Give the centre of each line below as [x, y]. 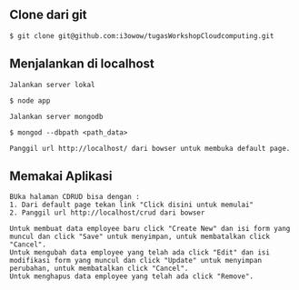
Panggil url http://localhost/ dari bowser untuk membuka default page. [150, 148]
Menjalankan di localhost [82, 64]
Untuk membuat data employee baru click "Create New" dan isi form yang [150, 229]
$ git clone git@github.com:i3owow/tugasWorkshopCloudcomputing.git [142, 35]
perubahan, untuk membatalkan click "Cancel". [99, 269]
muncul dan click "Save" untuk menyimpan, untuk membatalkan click [140, 237]
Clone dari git [49, 15]
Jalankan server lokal [52, 85]
